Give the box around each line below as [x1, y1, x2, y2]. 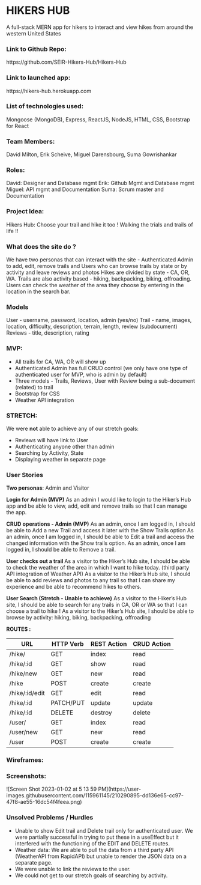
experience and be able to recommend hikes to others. [6, 583, 142, 591]
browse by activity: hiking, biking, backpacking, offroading [6, 614, 151, 621]
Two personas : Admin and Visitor [6, 484, 89, 491]
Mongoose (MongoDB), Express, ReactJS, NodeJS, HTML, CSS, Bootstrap [6, 115, 190, 123]
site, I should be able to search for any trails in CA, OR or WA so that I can [6, 601, 188, 609]
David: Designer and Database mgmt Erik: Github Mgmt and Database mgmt [6, 180, 194, 187]
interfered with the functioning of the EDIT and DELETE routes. [14, 839, 170, 847]
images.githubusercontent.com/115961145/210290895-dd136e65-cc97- [6, 792, 184, 799]
